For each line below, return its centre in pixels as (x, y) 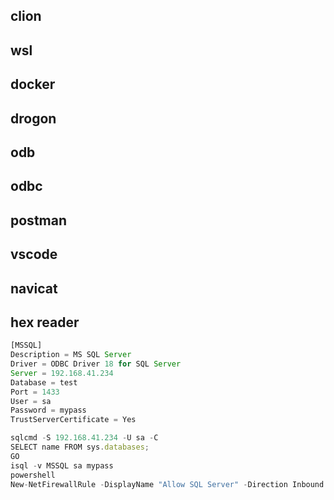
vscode (34, 254)
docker (33, 84)
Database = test (44, 382)
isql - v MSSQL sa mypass (62, 465)
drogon (33, 118)
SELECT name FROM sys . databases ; (80, 447)
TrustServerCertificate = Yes (73, 420)
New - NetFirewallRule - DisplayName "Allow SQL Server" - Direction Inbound (167, 484)
